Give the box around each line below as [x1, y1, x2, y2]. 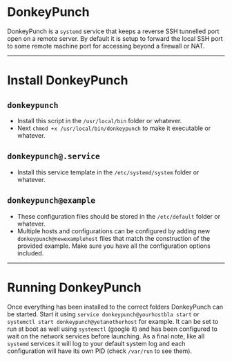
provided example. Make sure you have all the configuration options [17, 242, 211, 250]
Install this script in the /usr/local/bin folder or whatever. [17, 116, 182, 125]
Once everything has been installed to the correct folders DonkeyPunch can [7, 302, 224, 311]
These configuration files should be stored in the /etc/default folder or [17, 212, 221, 220]
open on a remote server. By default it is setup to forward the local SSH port [7, 34, 223, 42]
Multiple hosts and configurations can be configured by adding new [17, 226, 211, 235]
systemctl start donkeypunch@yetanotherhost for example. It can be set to [7, 317, 219, 325]
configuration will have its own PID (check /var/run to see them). [7, 347, 192, 355]
